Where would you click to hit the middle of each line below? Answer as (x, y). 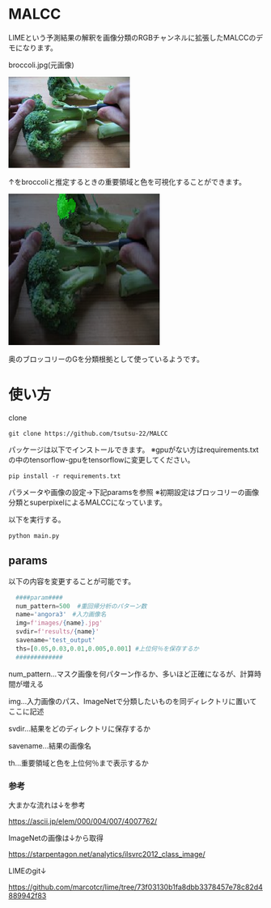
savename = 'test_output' (55, 641)
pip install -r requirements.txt (65, 476)
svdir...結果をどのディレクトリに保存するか (80, 728)
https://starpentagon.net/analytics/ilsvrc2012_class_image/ (107, 854)
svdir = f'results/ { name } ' (57, 632)
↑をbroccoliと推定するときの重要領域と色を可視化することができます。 (127, 181)
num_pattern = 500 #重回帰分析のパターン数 (81, 606)
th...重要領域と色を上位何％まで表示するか (78, 763)
